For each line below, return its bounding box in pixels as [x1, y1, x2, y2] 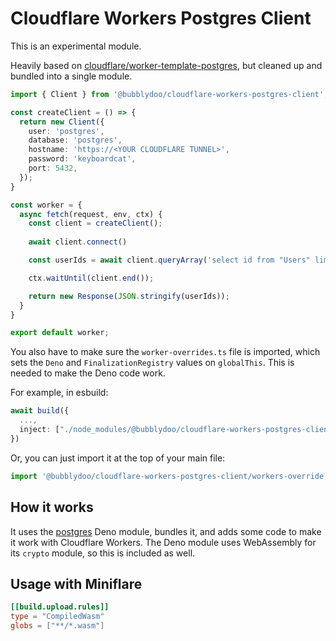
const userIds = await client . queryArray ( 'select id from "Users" [28, 255, 311, 266]
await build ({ [10, 406, 70, 416]
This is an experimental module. [10, 40, 142, 52]
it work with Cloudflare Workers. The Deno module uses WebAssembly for [10, 536, 317, 548]
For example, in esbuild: [10, 387, 109, 399]
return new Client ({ [19, 117, 105, 127]
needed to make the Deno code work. [10, 367, 166, 379]
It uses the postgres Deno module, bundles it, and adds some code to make [10, 525, 322, 537]
